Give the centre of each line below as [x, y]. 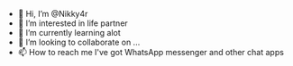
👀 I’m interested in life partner [73, 23]
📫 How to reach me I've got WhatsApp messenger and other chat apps [151, 52]
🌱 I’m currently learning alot [69, 33]
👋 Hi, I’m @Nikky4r [53, 14]
